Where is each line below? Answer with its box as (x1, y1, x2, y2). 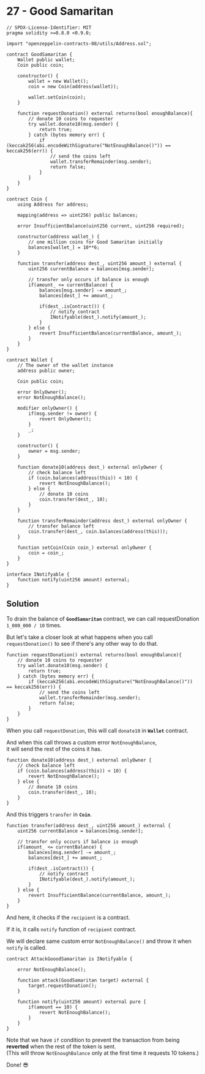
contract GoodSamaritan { (6, 51, 72, 58)
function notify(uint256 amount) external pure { (17, 999, 147, 1005)
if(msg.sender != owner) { (28, 410, 97, 417)
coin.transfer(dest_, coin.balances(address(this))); (28, 528, 168, 534)
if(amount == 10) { (28, 1004, 78, 1010)
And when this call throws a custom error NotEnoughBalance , (6, 738, 157, 746)
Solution (6, 599, 39, 609)
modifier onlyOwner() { (17, 405, 78, 411)
